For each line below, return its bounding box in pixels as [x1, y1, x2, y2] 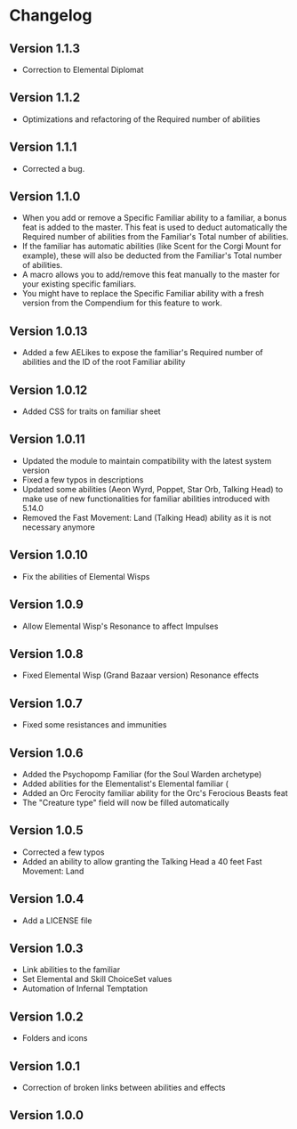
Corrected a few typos [21, 847, 105, 857]
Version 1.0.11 [9, 432, 86, 447]
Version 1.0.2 [9, 1009, 84, 1024]
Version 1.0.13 [9, 323, 88, 338]
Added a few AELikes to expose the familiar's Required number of [21, 347, 264, 358]
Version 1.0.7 [9, 695, 83, 711]
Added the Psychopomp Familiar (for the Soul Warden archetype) [21, 768, 262, 779]
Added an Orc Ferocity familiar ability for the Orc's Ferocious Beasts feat [21, 787, 289, 798]
